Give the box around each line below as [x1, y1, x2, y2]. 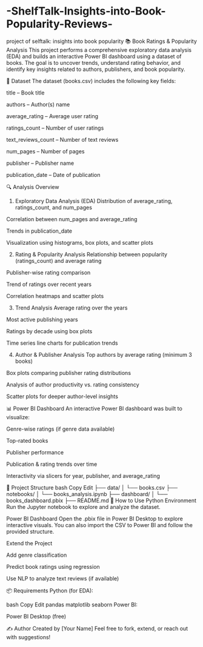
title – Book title [6, 89, 45, 96]
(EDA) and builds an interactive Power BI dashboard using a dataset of [6, 53, 182, 60]
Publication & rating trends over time [6, 460, 98, 468]
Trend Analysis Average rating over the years [15, 304, 128, 311]
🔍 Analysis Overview [6, 183, 59, 190]
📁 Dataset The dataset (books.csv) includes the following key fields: [6, 77, 176, 84]
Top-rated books [6, 437, 48, 444]
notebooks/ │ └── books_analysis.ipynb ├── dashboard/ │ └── [6, 490, 168, 497]
